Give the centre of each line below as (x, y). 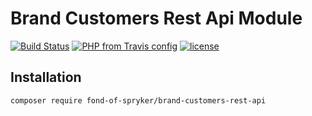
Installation (46, 77)
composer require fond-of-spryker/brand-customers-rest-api (138, 100)
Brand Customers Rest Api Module (156, 18)
